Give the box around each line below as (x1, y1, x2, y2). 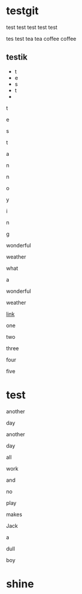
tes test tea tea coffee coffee (6, 35, 77, 42)
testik (6, 52, 28, 63)
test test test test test (6, 24, 58, 31)
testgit (6, 4, 39, 18)
